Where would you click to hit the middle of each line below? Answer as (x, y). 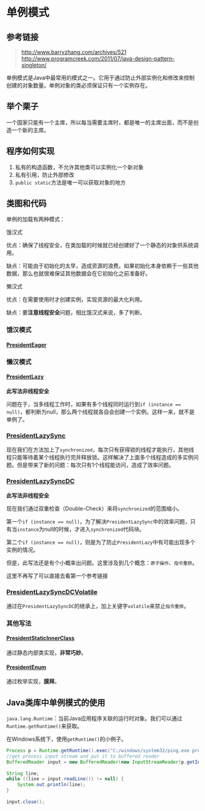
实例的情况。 (22, 550)
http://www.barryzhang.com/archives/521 (74, 52)
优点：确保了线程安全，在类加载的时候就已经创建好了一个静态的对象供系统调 (103, 245)
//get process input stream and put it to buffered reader (83, 756)
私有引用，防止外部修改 (45, 174)
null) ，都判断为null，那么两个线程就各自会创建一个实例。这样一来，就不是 (101, 412)
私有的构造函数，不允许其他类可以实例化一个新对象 (79, 167)
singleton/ (34, 65)
